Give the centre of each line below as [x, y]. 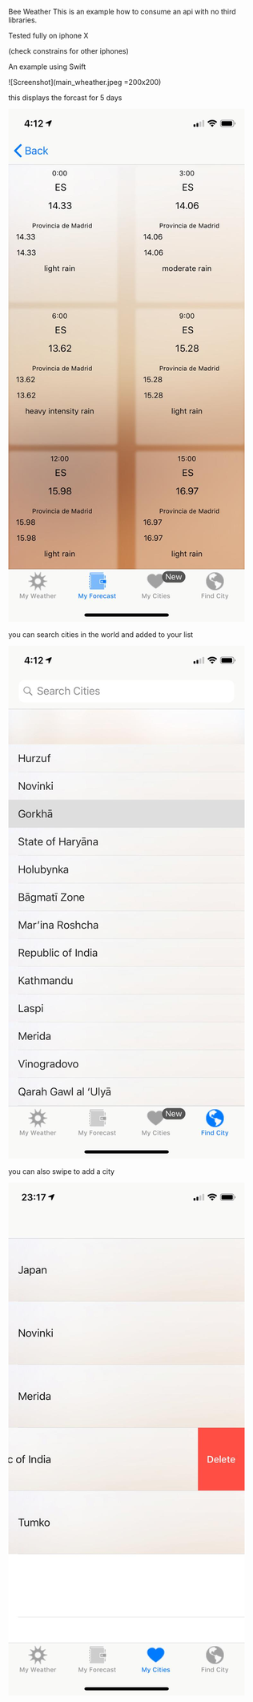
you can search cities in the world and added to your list [101, 635]
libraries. [23, 20]
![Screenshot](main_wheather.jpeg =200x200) [85, 82]
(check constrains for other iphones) [69, 51]
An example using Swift [47, 67]
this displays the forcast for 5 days [65, 98]
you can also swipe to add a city [61, 1172]
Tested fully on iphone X [48, 36]
